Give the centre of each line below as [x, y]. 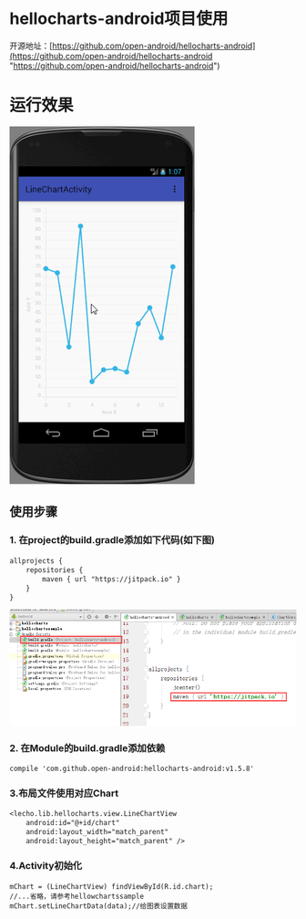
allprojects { [36, 561]
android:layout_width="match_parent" [97, 832]
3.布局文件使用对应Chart [64, 793]
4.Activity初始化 [46, 866]
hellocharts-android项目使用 [119, 19]
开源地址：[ [31, 46]
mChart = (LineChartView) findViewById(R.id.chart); [112, 886]
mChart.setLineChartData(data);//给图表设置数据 [99, 906]
